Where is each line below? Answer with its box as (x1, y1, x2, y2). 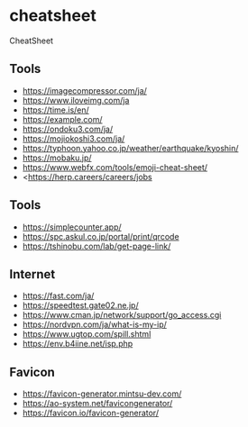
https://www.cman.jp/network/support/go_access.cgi (22, 310, 222, 321)
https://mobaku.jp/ (22, 152, 92, 163)
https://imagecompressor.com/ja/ (22, 85, 147, 95)
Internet (9, 267, 56, 282)
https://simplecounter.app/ (22, 222, 122, 232)
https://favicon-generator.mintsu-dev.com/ (22, 388, 182, 399)
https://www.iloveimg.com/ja (22, 95, 130, 105)
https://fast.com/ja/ (22, 290, 95, 302)
